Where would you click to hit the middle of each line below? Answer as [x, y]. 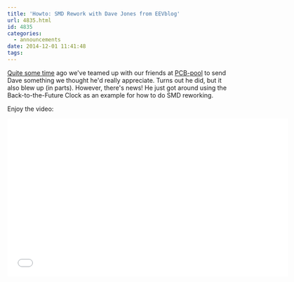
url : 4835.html [29, 20]
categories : [25, 33]
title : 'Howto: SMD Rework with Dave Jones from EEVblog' [94, 14]
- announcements [37, 40]
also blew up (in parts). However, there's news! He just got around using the [117, 88]
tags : [15, 53]
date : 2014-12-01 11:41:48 [47, 46]
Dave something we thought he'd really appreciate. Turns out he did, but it [115, 80]
